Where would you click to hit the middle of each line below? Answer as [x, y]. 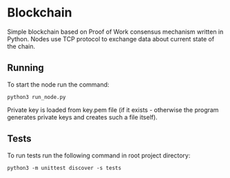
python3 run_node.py [37, 97]
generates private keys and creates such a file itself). [82, 117]
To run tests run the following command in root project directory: [99, 155]
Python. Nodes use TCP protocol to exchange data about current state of [111, 38]
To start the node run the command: [58, 85]
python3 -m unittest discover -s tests [64, 168]
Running [26, 68]
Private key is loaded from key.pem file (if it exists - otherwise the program [113, 110]
